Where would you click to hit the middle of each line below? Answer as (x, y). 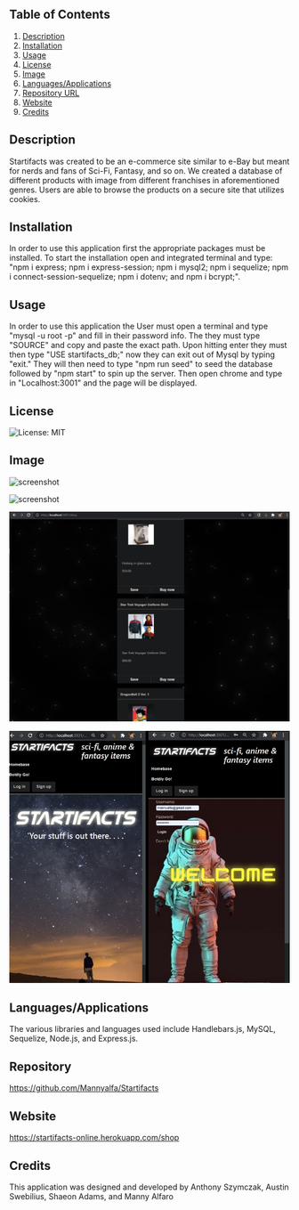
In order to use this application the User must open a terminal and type (139, 326)
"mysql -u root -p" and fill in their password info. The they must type (135, 336)
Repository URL (51, 93)
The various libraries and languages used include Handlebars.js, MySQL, (142, 1029)
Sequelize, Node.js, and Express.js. (74, 1039)
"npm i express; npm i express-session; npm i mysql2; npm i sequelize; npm (149, 267)
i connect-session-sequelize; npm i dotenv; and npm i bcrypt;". (125, 277)
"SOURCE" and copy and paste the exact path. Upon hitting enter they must (148, 345)
